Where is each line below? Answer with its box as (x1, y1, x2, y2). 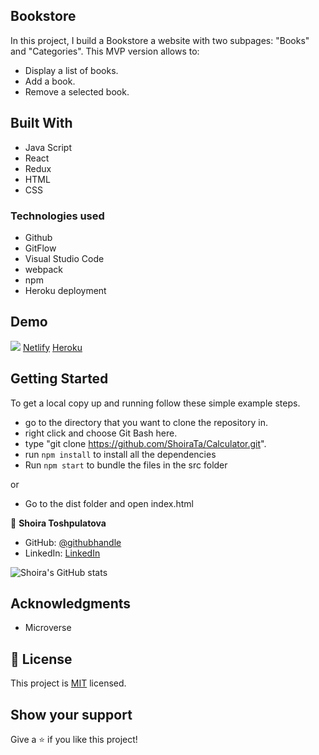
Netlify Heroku (22, 341, 83, 353)
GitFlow (24, 242, 57, 254)
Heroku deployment (24, 284, 107, 296)
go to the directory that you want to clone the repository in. (24, 416, 268, 428)
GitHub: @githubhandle (24, 536, 122, 548)
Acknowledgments (10, 595, 132, 612)
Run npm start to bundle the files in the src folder (24, 459, 228, 471)
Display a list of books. (24, 64, 119, 76)
